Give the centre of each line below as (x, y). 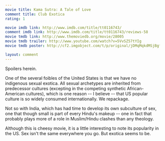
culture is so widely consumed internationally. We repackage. (67, 99)
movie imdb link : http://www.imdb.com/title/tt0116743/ (63, 27)
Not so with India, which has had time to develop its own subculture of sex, (81, 108)
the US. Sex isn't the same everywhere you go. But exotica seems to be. (78, 133)
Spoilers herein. (21, 69)
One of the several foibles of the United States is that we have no (71, 78)
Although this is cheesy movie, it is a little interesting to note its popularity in (82, 128)
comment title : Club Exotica (35, 14)
